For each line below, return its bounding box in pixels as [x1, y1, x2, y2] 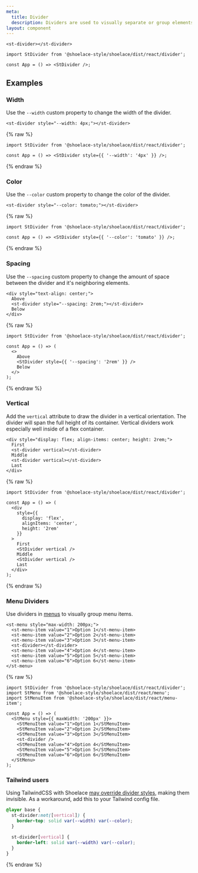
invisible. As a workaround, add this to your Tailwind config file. [6, 796, 160, 803]
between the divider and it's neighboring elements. [6, 279, 130, 286]
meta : [6, 8, 19, 15]
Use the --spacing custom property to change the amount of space [6, 273, 170, 280]
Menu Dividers [6, 597, 49, 605]
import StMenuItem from [6, 695, 65, 701]
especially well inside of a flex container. [6, 425, 105, 432]
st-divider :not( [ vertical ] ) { [11, 812, 85, 819]
